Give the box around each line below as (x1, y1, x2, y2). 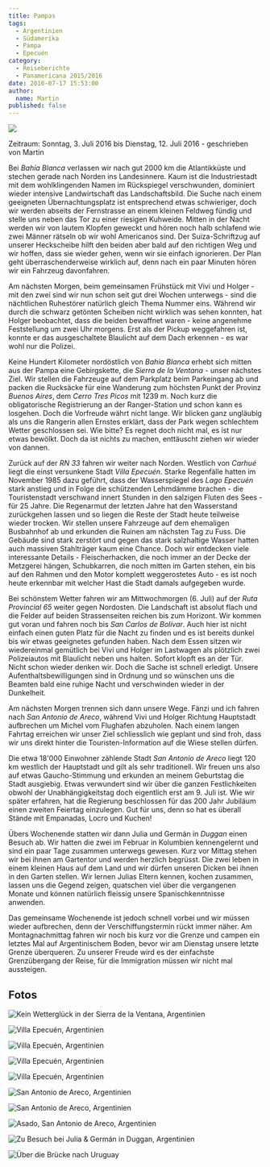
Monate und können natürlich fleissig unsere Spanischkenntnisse (8, 889, 226, 899)
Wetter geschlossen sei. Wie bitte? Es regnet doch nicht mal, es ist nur (8, 426, 243, 435)
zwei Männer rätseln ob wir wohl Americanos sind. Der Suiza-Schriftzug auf (8, 231, 260, 242)
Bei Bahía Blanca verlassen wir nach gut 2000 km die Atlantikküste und (8, 163, 247, 173)
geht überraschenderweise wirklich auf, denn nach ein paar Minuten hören (8, 257, 256, 267)
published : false (8, 102, 67, 110)
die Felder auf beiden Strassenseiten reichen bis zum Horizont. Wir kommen (8, 611, 262, 621)
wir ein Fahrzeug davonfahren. (8, 266, 110, 276)
